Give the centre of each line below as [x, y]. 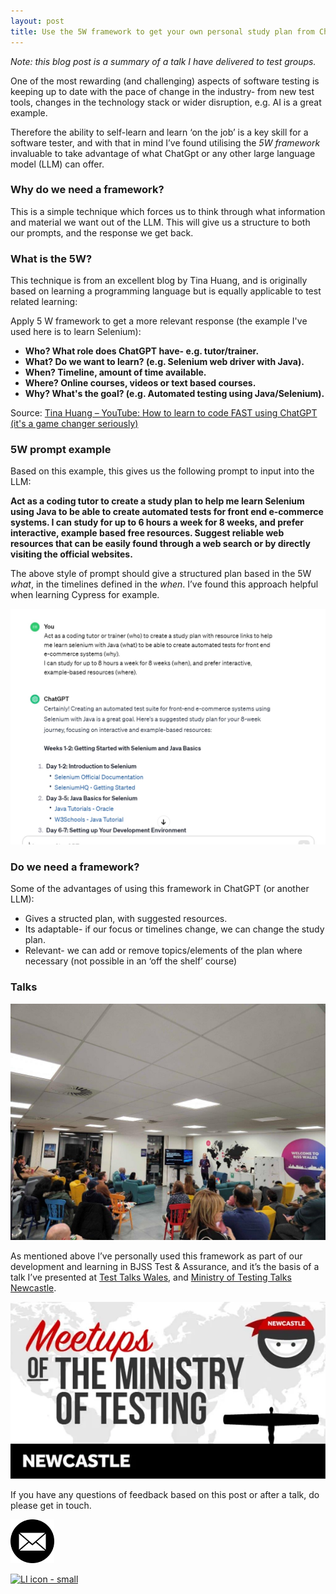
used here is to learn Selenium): [76, 332]
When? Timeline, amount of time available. [115, 372]
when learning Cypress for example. [85, 595]
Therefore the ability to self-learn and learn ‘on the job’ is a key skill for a [159, 132]
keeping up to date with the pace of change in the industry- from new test [162, 91]
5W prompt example [61, 450]
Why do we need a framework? [87, 190]
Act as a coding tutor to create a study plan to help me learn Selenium [157, 501]
